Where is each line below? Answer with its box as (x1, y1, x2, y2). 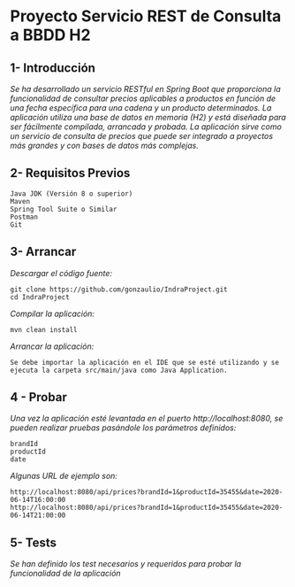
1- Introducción (10, 60, 96, 75)
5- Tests (10, 535, 57, 550)
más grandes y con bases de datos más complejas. (10, 140, 200, 151)
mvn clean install (10, 325, 78, 334)
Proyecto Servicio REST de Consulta (10, 6, 282, 27)
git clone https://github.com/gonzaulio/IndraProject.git (10, 285, 228, 294)
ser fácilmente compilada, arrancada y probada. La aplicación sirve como (10, 121, 282, 132)
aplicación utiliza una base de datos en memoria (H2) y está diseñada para (10, 112, 286, 122)
